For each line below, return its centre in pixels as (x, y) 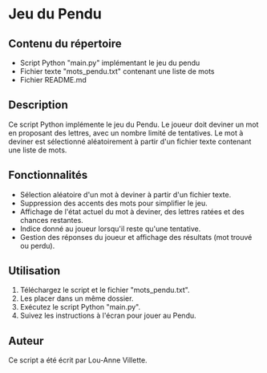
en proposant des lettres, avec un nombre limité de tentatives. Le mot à (126, 132)
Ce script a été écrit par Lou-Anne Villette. (78, 360)
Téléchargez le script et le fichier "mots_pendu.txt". (105, 290)
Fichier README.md (53, 80)
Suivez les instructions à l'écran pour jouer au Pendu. (108, 316)
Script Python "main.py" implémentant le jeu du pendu (110, 63)
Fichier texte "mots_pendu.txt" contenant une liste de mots (117, 71)
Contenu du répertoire (65, 44)
